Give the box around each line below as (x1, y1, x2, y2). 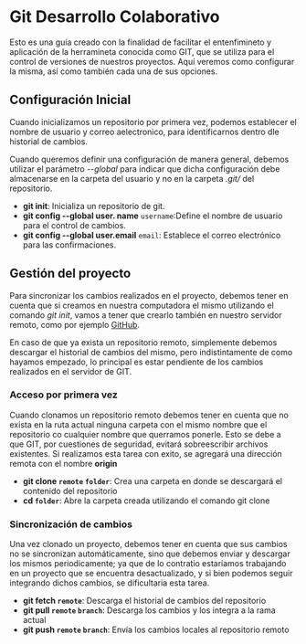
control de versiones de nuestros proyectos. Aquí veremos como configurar (9, 56, 295, 67)
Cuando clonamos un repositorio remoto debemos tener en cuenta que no (9, 409, 290, 420)
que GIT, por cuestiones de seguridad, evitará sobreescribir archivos (9, 438, 269, 449)
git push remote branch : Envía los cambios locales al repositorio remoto (22, 624, 290, 636)
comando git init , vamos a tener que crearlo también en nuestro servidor (9, 309, 282, 321)
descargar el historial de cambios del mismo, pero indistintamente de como (9, 346, 293, 357)
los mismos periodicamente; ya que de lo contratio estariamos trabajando (9, 558, 287, 569)
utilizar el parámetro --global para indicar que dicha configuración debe (9, 163, 280, 174)
